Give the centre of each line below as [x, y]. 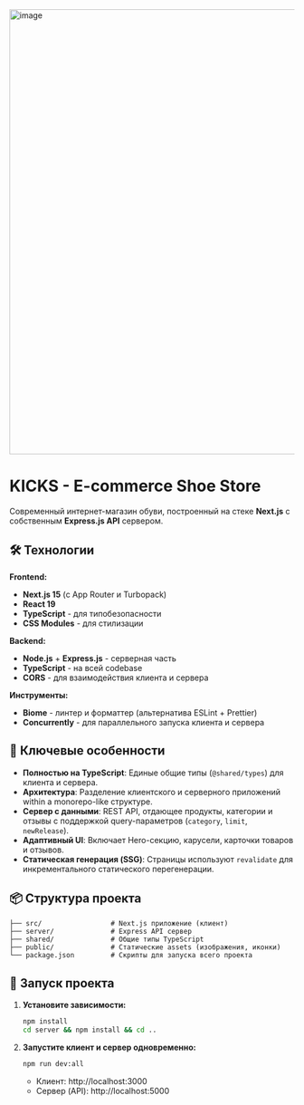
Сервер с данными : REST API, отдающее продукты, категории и [147, 811]
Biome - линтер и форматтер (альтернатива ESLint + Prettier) [140, 712]
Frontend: [28, 577]
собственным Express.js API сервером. [86, 521]
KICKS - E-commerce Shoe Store [135, 486]
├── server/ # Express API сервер [101, 932]
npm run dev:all [53, 1063]
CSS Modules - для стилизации [83, 623]
